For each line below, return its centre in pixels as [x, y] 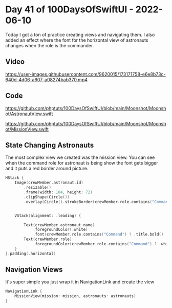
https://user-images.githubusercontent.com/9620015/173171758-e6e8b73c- [85, 74]
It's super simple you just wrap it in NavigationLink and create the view [80, 282]
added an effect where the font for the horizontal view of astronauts [77, 40]
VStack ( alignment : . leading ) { [48, 215]
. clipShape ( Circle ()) [47, 197]
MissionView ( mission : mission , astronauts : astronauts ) [76, 296]
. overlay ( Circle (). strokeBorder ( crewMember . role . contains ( [88, 202]
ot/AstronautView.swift [29, 114]
